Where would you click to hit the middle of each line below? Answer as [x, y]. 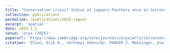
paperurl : [16, 38]
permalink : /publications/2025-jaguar [46, 19]
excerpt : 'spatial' [26, 24]
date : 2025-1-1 [21, 29]
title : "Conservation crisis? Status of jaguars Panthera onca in [77, 10]
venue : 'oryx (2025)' [28, 33]
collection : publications [32, 15]
